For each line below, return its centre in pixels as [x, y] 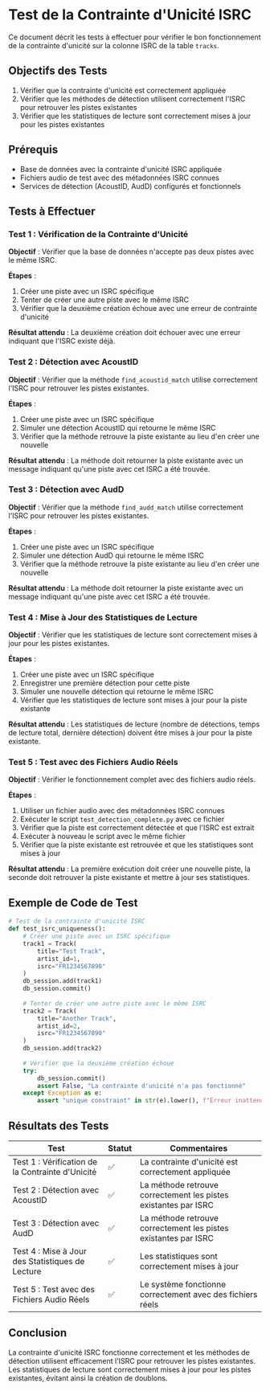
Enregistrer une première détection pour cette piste [105, 683]
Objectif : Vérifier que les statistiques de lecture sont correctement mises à [133, 635]
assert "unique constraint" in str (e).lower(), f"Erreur [134, 1101]
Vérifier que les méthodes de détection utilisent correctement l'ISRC [133, 99]
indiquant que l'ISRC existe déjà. [62, 341]
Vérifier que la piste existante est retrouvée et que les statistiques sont [137, 845]
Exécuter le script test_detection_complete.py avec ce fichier [122, 819]
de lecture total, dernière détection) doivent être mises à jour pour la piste [131, 733]
